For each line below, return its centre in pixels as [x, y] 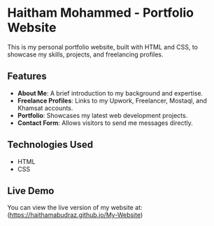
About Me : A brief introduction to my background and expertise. [110, 93]
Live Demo [31, 191]
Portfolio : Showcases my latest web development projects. [102, 115]
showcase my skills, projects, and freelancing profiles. [85, 54]
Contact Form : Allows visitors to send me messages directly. [105, 123]
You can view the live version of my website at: [75, 208]
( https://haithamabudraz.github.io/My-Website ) [75, 215]
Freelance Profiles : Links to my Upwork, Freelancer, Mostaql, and [112, 100]
